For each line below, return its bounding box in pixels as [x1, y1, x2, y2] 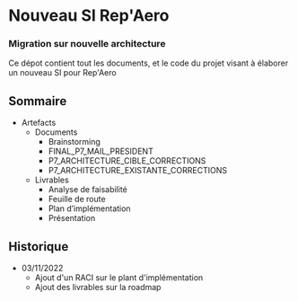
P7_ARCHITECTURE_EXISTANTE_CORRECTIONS [48, 165, 228, 176]
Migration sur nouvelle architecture [8, 38, 166, 50]
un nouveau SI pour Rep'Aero [8, 67, 118, 78]
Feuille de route [48, 194, 106, 205]
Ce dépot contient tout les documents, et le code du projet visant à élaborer [8, 58, 289, 68]
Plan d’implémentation [48, 203, 131, 214]
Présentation [48, 213, 96, 224]
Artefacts [21, 118, 57, 128]
